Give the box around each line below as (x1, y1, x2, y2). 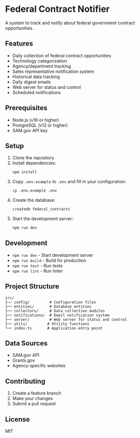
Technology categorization (12, 58, 67, 64)
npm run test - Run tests (12, 262, 63, 268)
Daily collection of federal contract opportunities (12, 52, 111, 58)
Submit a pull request (12, 401, 56, 407)
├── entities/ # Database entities (5, 304, 92, 309)
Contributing (5, 377, 46, 386)
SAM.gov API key (12, 127, 48, 133)
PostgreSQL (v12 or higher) (12, 122, 68, 128)
